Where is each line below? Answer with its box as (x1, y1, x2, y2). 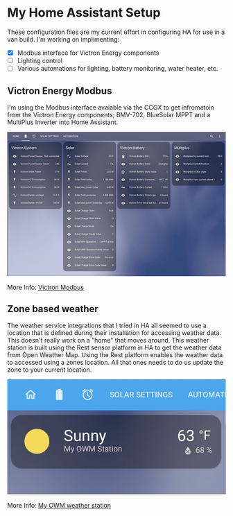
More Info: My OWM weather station (7, 501, 112, 510)
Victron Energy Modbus (7, 85, 112, 96)
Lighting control (17, 57, 62, 64)
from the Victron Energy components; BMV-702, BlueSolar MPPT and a (7, 110, 211, 119)
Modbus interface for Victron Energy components (17, 49, 159, 57)
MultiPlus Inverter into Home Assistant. (7, 118, 119, 126)
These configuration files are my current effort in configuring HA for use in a (7, 28, 225, 36)
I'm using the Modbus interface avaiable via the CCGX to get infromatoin (7, 103, 215, 112)
